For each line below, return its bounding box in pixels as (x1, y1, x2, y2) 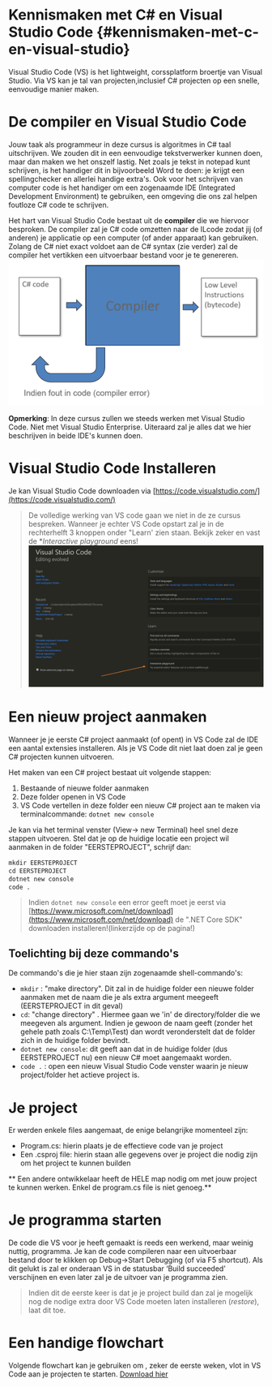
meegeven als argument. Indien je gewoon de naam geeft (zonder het (19, 1019, 253, 1028)
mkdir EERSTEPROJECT (8, 859, 79, 867)
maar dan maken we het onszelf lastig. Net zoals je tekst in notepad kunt (8, 157, 251, 166)
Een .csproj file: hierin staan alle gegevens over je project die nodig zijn (19, 1150, 258, 1160)
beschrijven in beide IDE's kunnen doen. (8, 431, 143, 441)
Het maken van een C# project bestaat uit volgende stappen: (8, 767, 212, 777)
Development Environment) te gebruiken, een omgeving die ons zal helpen (8, 191, 257, 200)
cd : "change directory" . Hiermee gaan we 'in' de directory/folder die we (19, 1010, 261, 1019)
